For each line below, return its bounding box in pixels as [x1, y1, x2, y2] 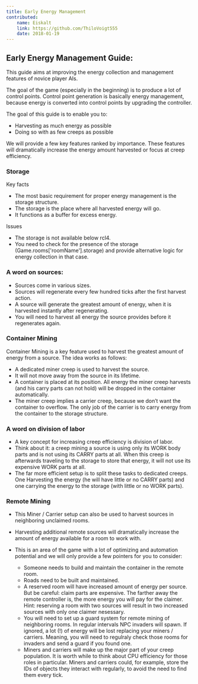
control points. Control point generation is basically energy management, [6, 93, 184, 100]
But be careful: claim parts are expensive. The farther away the [23, 590, 178, 597]
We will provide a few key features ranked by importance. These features [6, 140, 185, 147]
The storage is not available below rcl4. [14, 234, 111, 241]
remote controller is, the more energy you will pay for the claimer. [23, 595, 184, 603]
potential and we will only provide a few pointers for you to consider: [14, 553, 183, 560]
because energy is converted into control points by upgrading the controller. [6, 99, 193, 106]
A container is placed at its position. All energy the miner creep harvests [14, 378, 191, 385]
